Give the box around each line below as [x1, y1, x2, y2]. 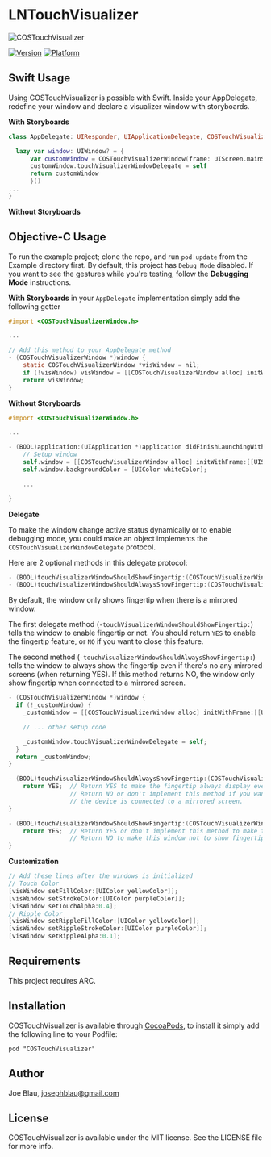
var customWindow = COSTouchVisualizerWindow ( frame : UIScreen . [29, 155, 248, 163]
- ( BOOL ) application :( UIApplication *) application [8, 443, 182, 451]
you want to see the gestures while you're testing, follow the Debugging [8, 269, 248, 278]
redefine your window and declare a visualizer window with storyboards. [8, 101, 250, 111]
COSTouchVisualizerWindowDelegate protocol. [8, 542, 156, 552]
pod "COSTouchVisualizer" [8, 1045, 95, 1053]
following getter [8, 301, 60, 311]
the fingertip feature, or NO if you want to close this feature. [8, 637, 204, 646]
